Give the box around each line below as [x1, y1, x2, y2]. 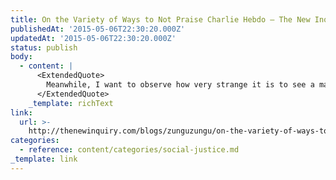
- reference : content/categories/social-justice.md [19, 145, 240, 155]
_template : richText [28, 98, 114, 108]
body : [10, 52, 33, 62]
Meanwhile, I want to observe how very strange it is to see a [46, 80, 315, 90]
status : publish [10, 42, 78, 53]
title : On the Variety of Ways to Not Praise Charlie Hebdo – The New [10, 14, 311, 25]
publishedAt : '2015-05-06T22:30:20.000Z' [10, 24, 186, 34]
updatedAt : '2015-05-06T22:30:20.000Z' [10, 33, 177, 43]
